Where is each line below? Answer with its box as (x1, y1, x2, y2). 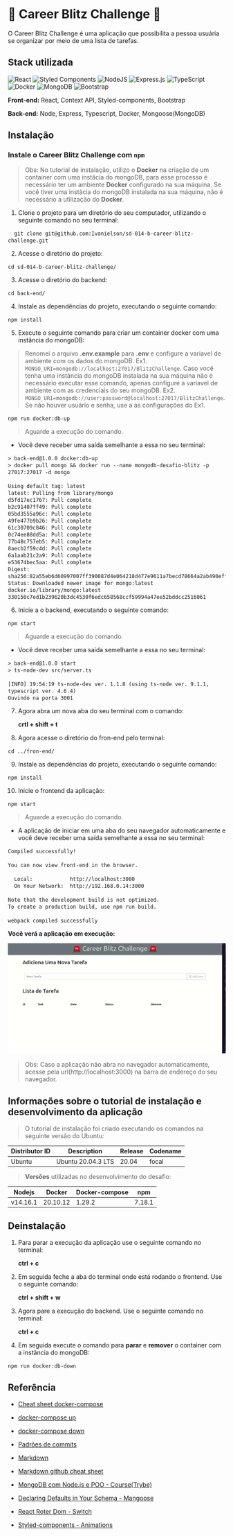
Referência (8, 1381, 56, 1393)
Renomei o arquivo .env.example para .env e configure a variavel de (24, 349, 222, 358)
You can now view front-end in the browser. (8, 862, 138, 869)
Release (120, 1147, 144, 1155)
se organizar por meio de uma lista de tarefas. (8, 36, 139, 44)
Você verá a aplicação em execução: (8, 930, 115, 938)
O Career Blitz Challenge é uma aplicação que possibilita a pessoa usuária (8, 29, 220, 37)
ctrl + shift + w (17, 1293, 61, 1302)
